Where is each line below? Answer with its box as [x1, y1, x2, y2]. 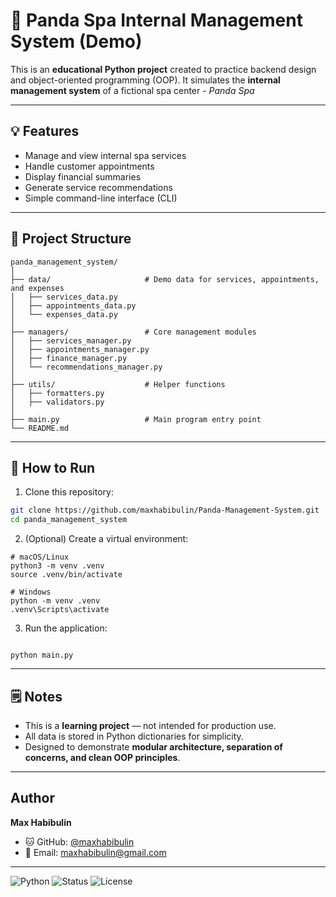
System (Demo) [10, 30, 143, 53]
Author [10, 790, 55, 807]
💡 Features [10, 123, 80, 140]
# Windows [10, 587, 52, 598]
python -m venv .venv [10, 596, 101, 606]
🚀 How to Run [10, 459, 96, 476]
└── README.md [10, 423, 70, 433]
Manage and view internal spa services [24, 149, 187, 161]
